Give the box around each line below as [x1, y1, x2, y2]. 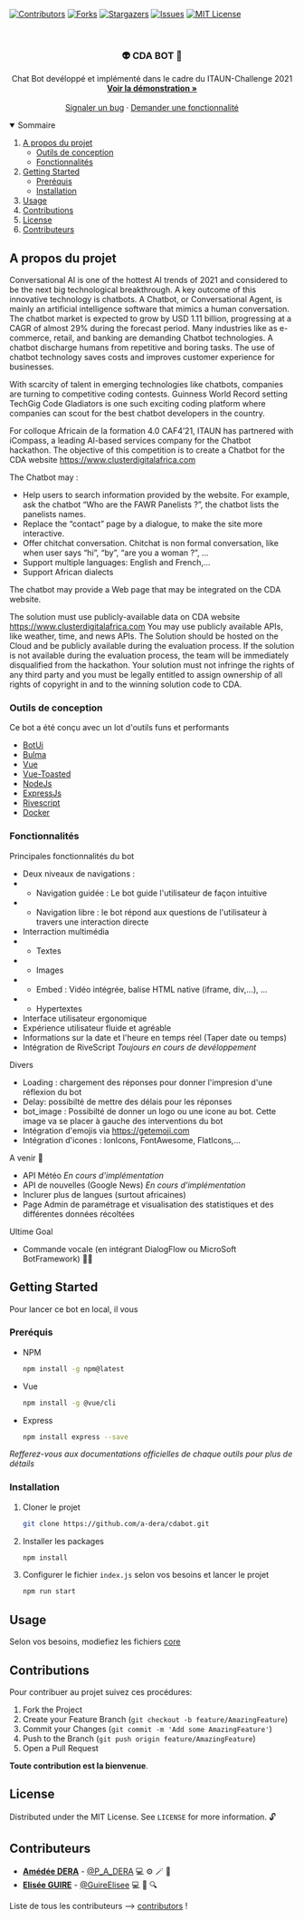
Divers [9, 1059, 33, 1070]
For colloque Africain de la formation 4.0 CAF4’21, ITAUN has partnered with [9, 426, 294, 436]
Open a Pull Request [22, 1742, 100, 1753]
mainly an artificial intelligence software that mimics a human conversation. [9, 304, 290, 315]
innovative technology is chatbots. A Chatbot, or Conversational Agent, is [9, 294, 282, 305]
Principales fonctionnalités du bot [9, 850, 135, 861]
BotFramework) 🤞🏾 [22, 1253, 93, 1264]
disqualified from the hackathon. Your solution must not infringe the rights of [9, 660, 295, 671]
